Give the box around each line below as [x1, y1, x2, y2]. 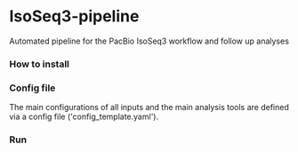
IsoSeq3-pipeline [9, 6, 140, 27]
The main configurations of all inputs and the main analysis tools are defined [9, 102, 289, 113]
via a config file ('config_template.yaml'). [9, 111, 158, 122]
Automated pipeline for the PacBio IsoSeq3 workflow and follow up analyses [9, 36, 289, 46]
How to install [9, 58, 69, 70]
